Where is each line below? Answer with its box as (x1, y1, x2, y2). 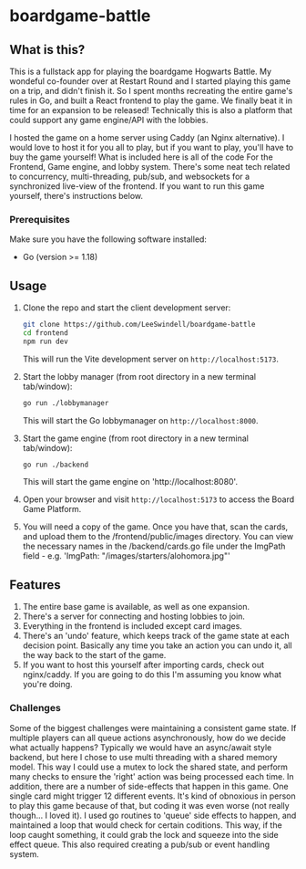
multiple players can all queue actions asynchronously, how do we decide (9, 732, 287, 743)
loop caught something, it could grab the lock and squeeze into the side (9, 829, 280, 840)
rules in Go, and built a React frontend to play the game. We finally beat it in (9, 95, 293, 106)
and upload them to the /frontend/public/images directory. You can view (22, 531, 294, 542)
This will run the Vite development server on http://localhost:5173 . (22, 353, 280, 364)
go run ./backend (22, 460, 89, 469)
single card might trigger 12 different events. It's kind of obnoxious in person (9, 790, 296, 801)
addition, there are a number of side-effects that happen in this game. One (9, 780, 289, 791)
